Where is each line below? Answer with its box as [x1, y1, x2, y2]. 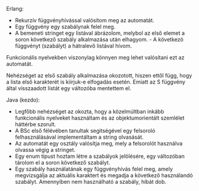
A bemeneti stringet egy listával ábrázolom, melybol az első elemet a [14, 29, 185, 37]
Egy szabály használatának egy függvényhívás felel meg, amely [14, 165, 173, 172]
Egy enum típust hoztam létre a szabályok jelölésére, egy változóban [14, 153, 185, 160]
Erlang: [6, 5, 24, 12]
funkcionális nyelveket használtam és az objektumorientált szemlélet [14, 114, 185, 121]
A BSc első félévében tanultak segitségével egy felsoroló [14, 127, 156, 134]
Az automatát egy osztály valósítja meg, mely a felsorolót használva [14, 140, 183, 147]
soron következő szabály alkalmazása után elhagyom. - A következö [14, 36, 184, 43]
